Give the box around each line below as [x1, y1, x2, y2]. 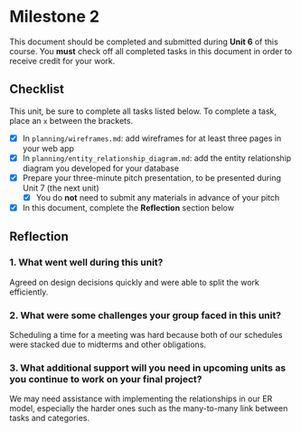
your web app [22, 143, 75, 154]
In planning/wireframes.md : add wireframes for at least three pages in [22, 133, 282, 144]
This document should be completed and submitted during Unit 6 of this [9, 36, 278, 47]
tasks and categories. [9, 413, 90, 424]
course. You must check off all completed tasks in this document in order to [9, 45, 292, 56]
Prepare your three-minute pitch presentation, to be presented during [22, 172, 282, 183]
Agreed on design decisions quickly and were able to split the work [9, 277, 259, 287]
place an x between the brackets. [9, 115, 134, 126]
